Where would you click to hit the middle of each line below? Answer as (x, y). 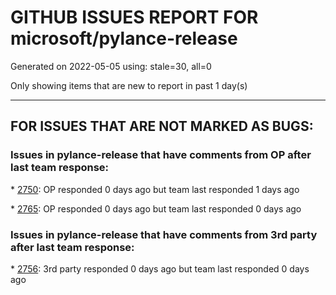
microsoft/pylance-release (124, 38)
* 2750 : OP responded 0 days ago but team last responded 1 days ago (155, 189)
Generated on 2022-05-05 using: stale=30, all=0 (111, 66)
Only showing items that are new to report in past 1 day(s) (129, 85)
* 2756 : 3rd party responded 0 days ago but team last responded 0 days (160, 268)
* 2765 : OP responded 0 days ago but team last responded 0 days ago (156, 208)
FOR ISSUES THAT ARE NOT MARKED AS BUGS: (162, 126)
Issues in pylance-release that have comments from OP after (161, 155)
